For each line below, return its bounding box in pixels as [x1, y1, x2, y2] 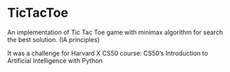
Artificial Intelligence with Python [7, 56, 103, 64]
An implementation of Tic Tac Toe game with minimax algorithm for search [7, 28, 224, 36]
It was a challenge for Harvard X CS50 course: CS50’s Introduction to [7, 49, 209, 57]
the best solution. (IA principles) [7, 35, 100, 43]
